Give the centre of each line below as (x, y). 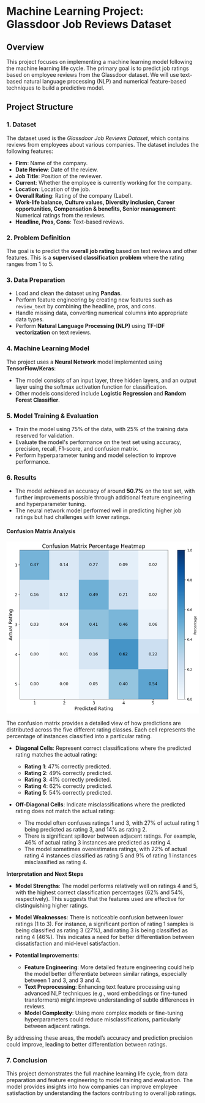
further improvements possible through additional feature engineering (103, 497)
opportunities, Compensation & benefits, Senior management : (96, 209)
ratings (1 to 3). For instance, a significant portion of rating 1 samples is (104, 924)
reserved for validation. (45, 435)
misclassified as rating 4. (56, 862)
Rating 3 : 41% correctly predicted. (68, 779)
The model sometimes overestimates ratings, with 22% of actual (106, 849)
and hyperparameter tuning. (50, 504)
